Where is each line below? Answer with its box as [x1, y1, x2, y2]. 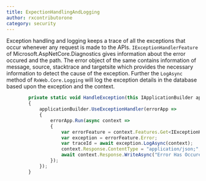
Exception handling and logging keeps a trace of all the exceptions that [6, 37, 186, 45]
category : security [6, 20, 56, 26]
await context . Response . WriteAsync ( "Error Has [61, 152, 183, 158]
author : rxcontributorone [6, 15, 72, 21]
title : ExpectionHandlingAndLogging [6, 9, 100, 15]
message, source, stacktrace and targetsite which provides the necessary [6, 63, 194, 71]
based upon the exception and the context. [6, 83, 115, 90]
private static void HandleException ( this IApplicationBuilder [28, 94, 193, 101]
